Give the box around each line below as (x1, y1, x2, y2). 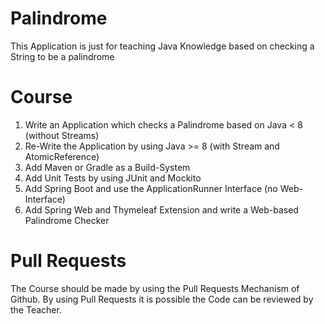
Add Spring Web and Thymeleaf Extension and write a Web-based (24, 203, 299, 216)
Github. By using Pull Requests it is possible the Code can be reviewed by (10, 293, 314, 305)
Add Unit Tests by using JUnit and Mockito (24, 172, 202, 184)
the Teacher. (10, 303, 62, 316)
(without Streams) (24, 129, 100, 141)
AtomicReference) (24, 150, 100, 162)
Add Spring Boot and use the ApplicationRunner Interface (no (24, 182, 278, 194)
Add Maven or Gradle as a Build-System (24, 161, 191, 173)
